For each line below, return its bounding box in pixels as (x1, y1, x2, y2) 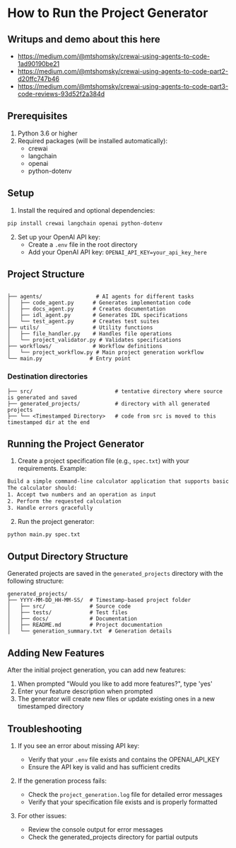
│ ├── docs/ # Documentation (7, 615, 138, 623)
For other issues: (17, 812, 67, 820)
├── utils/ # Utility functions (7, 324, 153, 331)
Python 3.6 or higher (17, 129, 78, 138)
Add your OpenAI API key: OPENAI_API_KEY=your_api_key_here (28, 247, 207, 256)
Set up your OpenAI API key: (17, 233, 101, 241)
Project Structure (7, 268, 85, 280)
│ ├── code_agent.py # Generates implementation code (7, 299, 191, 306)
